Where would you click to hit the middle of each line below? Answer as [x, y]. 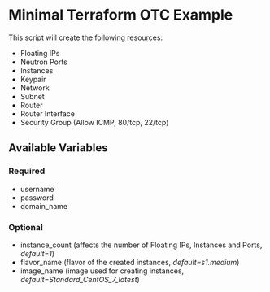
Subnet [32, 96]
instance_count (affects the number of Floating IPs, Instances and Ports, [141, 245]
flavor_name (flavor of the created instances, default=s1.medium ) [130, 262]
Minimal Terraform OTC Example [121, 15]
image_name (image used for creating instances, [102, 271]
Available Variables [58, 148]
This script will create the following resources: [86, 37]
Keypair [33, 79]
